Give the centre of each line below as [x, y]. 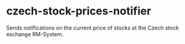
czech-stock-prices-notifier [79, 11]
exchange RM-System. [35, 34]
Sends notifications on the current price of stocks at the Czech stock [93, 28]
